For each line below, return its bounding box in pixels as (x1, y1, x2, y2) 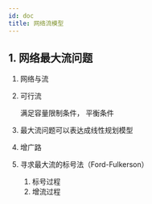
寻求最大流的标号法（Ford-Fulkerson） (19, 160, 149, 169)
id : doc (8, 11, 35, 20)
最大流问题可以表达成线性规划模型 (19, 126, 134, 135)
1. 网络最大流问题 (8, 51, 93, 65)
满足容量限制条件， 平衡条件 (19, 108, 114, 118)
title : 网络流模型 (8, 19, 64, 27)
